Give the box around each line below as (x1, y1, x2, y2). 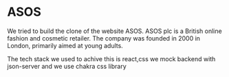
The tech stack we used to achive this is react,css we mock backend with (7, 54, 216, 63)
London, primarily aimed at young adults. (7, 41, 124, 49)
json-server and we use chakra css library (7, 62, 127, 70)
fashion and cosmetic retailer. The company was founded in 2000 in (7, 34, 201, 42)
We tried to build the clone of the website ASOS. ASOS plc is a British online (7, 27, 222, 35)
